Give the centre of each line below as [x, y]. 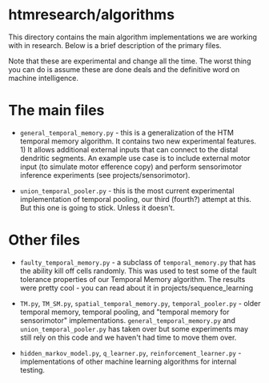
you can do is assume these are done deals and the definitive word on [124, 69]
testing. [32, 369]
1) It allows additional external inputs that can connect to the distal [129, 149]
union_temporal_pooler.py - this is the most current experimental [127, 191]
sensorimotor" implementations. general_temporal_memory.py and [128, 320]
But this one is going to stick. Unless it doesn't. [97, 208]
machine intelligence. [43, 78]
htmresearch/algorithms [91, 15]
